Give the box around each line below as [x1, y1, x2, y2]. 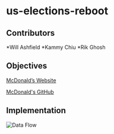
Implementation [6, 105, 66, 116]
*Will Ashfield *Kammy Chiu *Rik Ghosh [6, 43, 106, 51]
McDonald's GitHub [6, 88, 55, 95]
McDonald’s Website [6, 76, 56, 84]
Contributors [6, 28, 55, 38]
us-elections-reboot [6, 4, 109, 18]
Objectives [6, 61, 47, 71]
